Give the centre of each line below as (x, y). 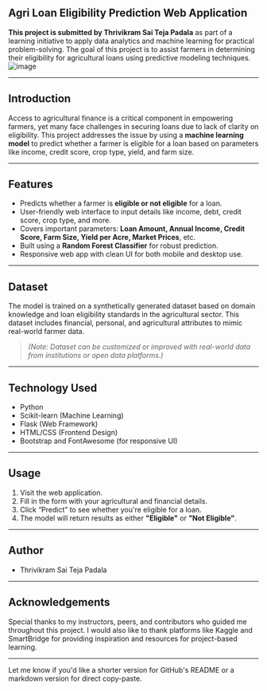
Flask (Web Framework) (59, 424)
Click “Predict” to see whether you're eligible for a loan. (110, 509)
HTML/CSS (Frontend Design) (69, 433)
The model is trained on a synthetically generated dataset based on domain (132, 306)
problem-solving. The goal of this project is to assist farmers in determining (132, 49)
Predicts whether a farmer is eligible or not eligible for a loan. (121, 203)
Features (31, 185)
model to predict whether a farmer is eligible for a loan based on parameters (133, 143)
